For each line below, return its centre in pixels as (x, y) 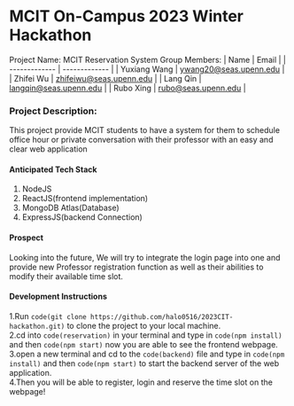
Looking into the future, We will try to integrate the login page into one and (145, 257)
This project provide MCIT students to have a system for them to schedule (145, 130)
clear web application (49, 149)
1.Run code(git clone (48, 316)
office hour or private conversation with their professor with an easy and (141, 140)
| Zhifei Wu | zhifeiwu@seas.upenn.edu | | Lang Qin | (105, 78)
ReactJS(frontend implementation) (85, 199)
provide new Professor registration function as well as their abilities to (136, 267)
